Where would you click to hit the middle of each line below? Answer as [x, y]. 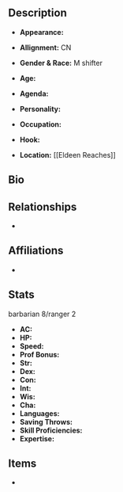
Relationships [43, 206]
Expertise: [37, 438]
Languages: [39, 413]
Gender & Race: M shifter [61, 63]
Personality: [40, 109]
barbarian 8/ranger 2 [42, 314]
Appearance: [42, 32]
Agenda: [34, 93]
